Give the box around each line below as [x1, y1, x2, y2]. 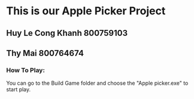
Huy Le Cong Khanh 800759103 [6, 28, 128, 38]
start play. [6, 86, 31, 93]
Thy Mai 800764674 [6, 48, 84, 58]
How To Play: [6, 66, 45, 74]
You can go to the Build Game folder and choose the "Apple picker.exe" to [6, 79, 189, 87]
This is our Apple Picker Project [6, 4, 166, 18]
